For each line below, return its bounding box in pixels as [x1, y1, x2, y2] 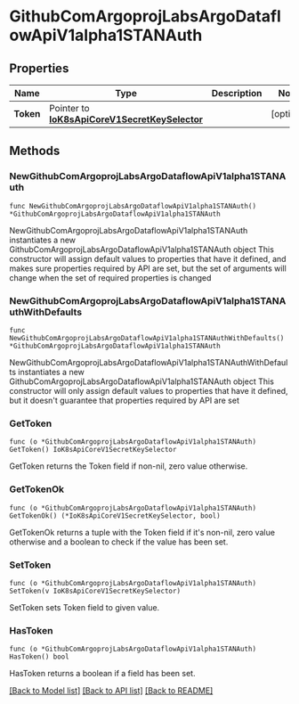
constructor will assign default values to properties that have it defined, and [9, 253, 287, 264]
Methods [9, 143, 61, 159]
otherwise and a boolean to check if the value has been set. [9, 536, 229, 547]
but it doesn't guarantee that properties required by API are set [9, 395, 240, 405]
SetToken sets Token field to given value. [9, 602, 160, 612]
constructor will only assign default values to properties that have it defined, [9, 385, 288, 396]
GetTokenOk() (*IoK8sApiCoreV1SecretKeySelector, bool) [9, 511, 221, 520]
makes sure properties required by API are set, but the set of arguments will [9, 263, 287, 274]
